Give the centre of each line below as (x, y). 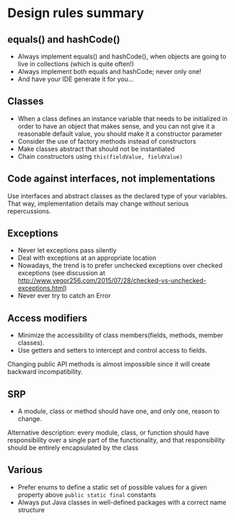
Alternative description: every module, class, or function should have (109, 433)
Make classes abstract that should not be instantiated (96, 149)
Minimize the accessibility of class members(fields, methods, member (120, 335)
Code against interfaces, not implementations (111, 179)
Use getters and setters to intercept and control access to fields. (112, 351)
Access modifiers (47, 318)
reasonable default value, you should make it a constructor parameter (120, 134)
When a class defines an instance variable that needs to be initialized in (122, 118)
